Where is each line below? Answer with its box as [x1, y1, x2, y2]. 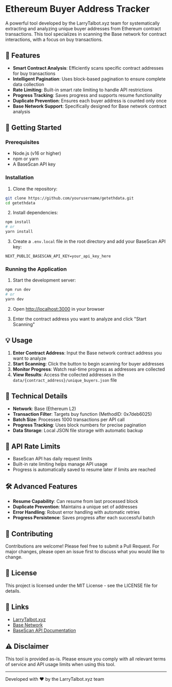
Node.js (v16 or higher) [12, 150, 61, 156]
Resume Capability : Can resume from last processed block [12, 498, 138, 504]
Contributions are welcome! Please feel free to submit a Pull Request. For [5, 543, 160, 549]
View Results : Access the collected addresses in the [12, 371, 124, 377]
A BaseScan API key [12, 161, 56, 167]
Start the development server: [12, 277, 76, 284]
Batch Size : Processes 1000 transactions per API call [12, 416, 125, 422]
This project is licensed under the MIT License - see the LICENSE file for [5, 582, 158, 589]
